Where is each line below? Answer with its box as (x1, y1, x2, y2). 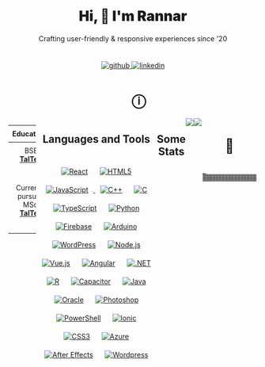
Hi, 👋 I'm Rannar (78, 7, 187, 25)
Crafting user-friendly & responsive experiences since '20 (38, 34, 228, 44)
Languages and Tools (42, 132, 150, 146)
